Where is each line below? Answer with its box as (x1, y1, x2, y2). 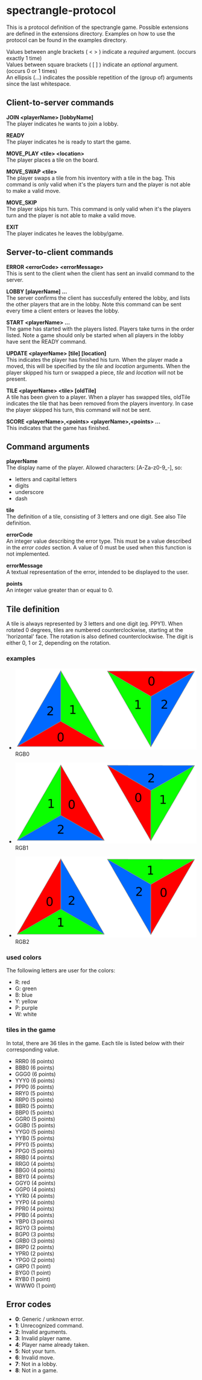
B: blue (14, 992, 33, 999)
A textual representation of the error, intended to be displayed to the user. (6, 568, 189, 576)
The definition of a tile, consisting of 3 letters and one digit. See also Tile (6, 513, 186, 521)
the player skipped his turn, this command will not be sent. (6, 406, 152, 413)
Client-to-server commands (6, 98, 115, 108)
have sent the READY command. (6, 338, 87, 345)
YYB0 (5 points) (14, 1135, 55, 1142)
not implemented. (6, 550, 50, 558)
